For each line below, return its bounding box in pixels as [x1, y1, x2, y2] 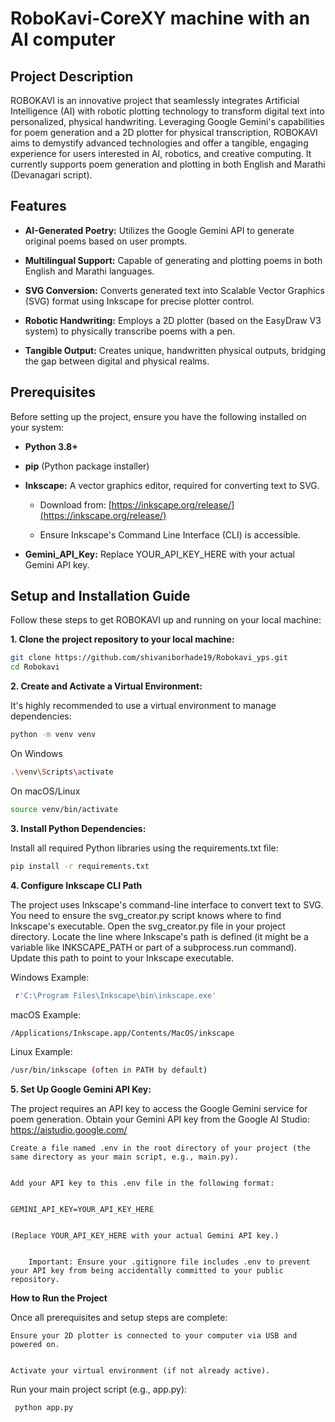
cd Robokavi [10, 662, 60, 672]
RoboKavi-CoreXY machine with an [10, 7, 311, 30]
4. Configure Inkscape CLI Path [10, 879, 143, 891]
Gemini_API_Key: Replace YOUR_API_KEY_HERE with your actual [24, 548, 295, 560]
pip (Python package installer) [24, 460, 150, 472]
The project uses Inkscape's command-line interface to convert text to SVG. [10, 898, 324, 911]
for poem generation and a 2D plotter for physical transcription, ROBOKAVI [10, 127, 318, 138]
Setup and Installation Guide [10, 588, 191, 605]
